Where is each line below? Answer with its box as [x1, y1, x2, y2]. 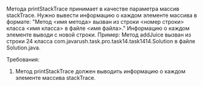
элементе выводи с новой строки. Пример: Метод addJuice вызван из [6, 31, 191, 38]
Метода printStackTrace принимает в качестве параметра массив [6, 5, 180, 12]
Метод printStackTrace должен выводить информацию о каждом [15, 68, 186, 75]
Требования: [6, 56, 40, 63]
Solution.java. [6, 44, 41, 51]
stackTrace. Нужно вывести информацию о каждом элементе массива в [6, 12, 197, 19]
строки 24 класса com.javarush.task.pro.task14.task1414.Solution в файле [6, 38, 196, 45]
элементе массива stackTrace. [15, 74, 96, 81]
